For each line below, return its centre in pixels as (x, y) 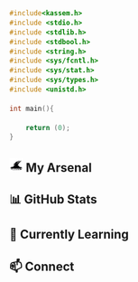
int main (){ (32, 108)
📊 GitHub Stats (53, 199)
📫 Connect (42, 266)
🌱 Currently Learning (69, 235)
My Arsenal (59, 168)
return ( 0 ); (48, 127)
